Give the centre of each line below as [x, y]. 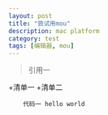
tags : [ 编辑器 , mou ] [41, 46]
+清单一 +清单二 [36, 87]
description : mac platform [54, 31]
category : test [34, 38]
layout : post [30, 16]
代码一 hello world [54, 104]
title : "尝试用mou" [39, 23]
